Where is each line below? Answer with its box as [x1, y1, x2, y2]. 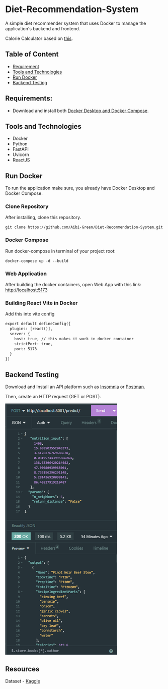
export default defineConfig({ [5, 322, 71, 327]
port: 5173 [14, 347, 37, 352]
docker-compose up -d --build [5, 258, 69, 263]
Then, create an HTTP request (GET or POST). [5, 394, 102, 400]
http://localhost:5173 [5, 287, 48, 293]
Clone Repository [5, 203, 49, 210]
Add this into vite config [5, 311, 55, 317]
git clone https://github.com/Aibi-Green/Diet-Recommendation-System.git [5, 225, 163, 230]
